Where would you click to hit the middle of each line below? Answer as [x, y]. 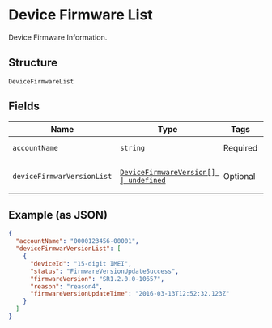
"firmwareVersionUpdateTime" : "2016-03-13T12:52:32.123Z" [130, 294]
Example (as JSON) [58, 215]
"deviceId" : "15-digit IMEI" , [81, 264]
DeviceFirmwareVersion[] [168, 172]
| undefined [143, 180]
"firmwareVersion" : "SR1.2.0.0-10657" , [97, 279]
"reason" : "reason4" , [66, 286]
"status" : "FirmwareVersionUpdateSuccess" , [104, 271]
